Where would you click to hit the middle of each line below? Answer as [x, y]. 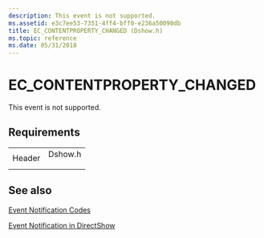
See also [30, 190]
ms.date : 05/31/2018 [43, 46]
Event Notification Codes [49, 210]
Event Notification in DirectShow [62, 225]
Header [26, 158]
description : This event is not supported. [82, 16]
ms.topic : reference [43, 38]
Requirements [44, 133]
